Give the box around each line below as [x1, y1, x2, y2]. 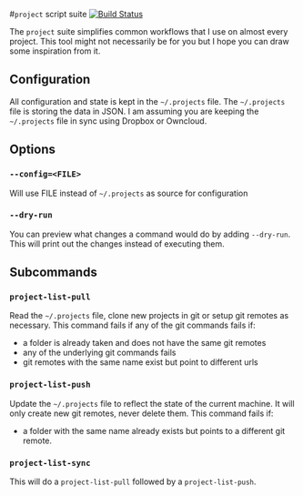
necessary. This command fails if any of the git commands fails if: [9, 319, 257, 331]
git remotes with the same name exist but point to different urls [22, 357, 258, 368]
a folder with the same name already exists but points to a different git [22, 425, 286, 436]
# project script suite [9, 9, 87, 19]
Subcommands [9, 265, 97, 280]
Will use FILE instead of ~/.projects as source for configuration [9, 187, 248, 198]
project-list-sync [9, 458, 91, 468]
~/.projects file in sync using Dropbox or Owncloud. [9, 115, 207, 127]
